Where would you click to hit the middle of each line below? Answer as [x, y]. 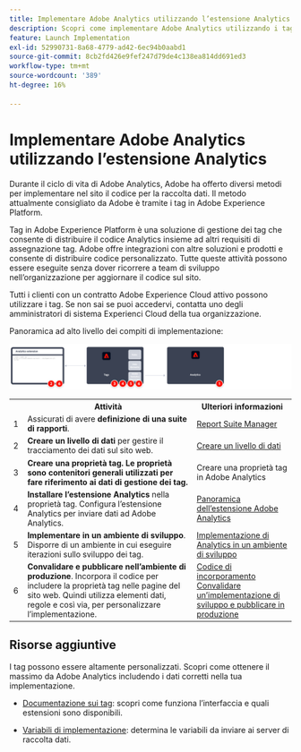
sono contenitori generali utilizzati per [100, 472]
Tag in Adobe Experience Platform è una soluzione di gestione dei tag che [146, 229]
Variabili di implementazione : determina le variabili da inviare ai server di [155, 730]
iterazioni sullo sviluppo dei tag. [86, 554]
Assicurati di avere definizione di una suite [107, 419]
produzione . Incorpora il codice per [93, 577]
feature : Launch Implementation [69, 38]
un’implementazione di [238, 595]
